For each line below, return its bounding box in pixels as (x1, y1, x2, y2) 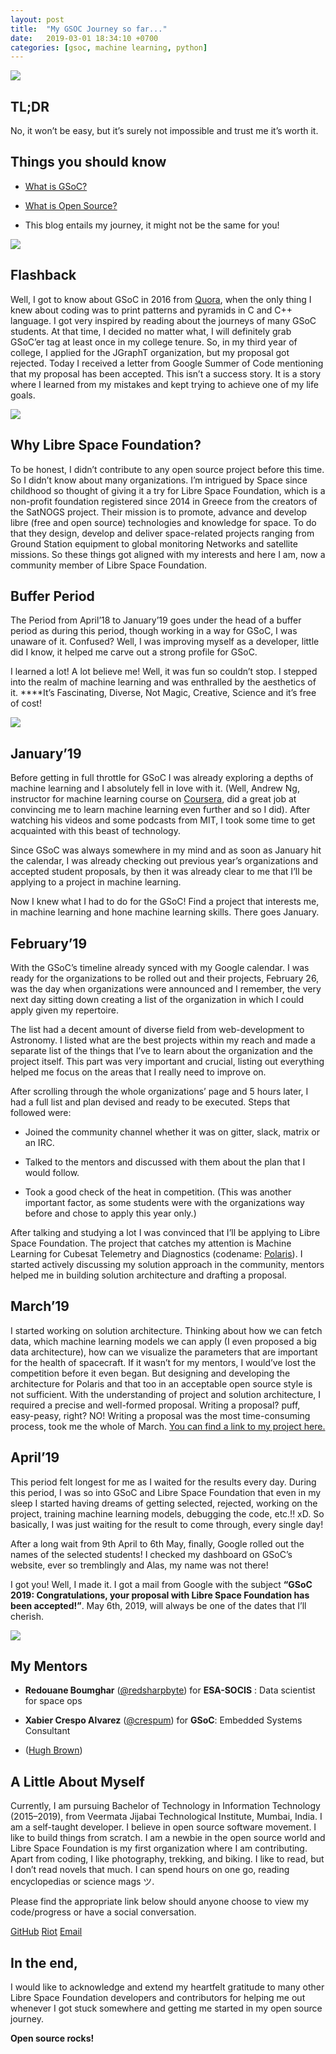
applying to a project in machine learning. (10, 876, 182, 888)
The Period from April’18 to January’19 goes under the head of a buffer (10, 614, 302, 626)
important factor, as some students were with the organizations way (24, 1196, 305, 1208)
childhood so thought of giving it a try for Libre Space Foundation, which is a (10, 484, 326, 496)
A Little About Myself (10, 1773, 145, 1790)
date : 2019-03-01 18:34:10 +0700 (10, 33, 159, 43)
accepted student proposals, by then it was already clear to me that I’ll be (10, 866, 313, 878)
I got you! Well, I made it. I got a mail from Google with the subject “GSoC (10, 1578, 313, 1590)
